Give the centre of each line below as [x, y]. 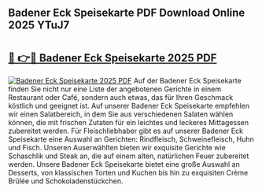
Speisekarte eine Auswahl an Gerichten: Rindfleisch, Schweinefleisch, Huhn [131, 139]
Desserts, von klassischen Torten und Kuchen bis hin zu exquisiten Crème [128, 173]
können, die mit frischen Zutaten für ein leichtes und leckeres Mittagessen [129, 122]
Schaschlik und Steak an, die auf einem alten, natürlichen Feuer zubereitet [129, 156]
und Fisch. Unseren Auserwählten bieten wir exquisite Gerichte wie [117, 148]
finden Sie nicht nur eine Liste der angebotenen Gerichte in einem [115, 89]
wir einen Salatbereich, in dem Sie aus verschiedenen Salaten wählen [121, 114]
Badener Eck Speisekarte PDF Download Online [127, 13]
